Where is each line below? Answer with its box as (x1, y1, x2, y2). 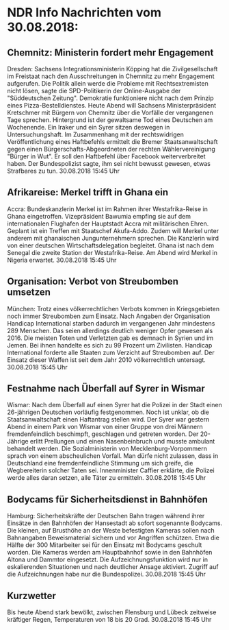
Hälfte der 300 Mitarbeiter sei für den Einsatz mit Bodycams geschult (7, 541, 202, 549)
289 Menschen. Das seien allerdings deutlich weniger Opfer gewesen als (7, 326, 213, 335)
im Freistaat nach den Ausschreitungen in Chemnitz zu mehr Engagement (7, 72, 215, 80)
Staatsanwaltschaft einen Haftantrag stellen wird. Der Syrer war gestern (7, 415, 210, 424)
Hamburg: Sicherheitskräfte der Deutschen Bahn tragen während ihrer (7, 512, 205, 520)
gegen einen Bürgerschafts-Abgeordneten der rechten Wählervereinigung (7, 145, 215, 153)
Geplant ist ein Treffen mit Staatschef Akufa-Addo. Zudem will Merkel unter (7, 226, 219, 234)
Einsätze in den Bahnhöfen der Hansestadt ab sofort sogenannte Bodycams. (7, 519, 223, 527)
